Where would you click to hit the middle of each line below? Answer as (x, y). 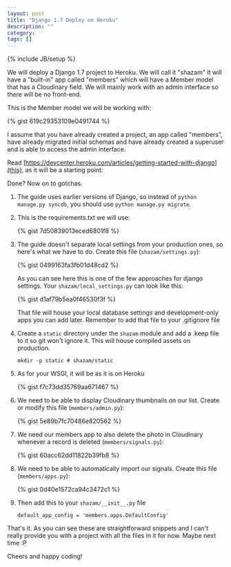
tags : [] (20, 39)
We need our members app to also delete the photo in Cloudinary (110, 435)
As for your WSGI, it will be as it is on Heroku (81, 373)
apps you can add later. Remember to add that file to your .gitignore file (119, 320)
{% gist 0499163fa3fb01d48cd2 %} (68, 265)
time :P (17, 543)
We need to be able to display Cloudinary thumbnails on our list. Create (118, 400)
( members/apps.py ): (43, 476)
